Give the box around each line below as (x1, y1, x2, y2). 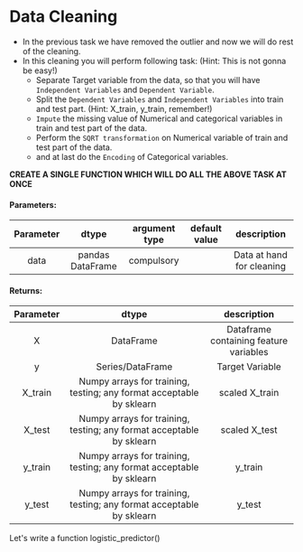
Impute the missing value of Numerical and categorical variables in (35, 113, 283, 124)
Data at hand (233, 248, 289, 261)
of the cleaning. (22, 45, 81, 56)
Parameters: (9, 199, 57, 210)
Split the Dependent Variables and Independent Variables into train (35, 93, 284, 105)
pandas (78, 248, 110, 261)
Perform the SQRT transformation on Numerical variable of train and (35, 132, 289, 143)
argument (132, 222, 176, 235)
